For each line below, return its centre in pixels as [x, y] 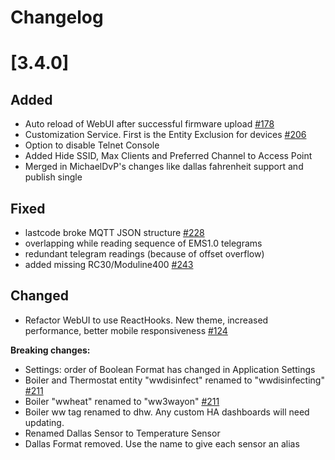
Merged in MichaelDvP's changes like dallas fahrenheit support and [164, 167]
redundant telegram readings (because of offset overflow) [144, 254]
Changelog [57, 17]
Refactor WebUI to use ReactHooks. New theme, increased [146, 320]
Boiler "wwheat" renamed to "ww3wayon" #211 [122, 401]
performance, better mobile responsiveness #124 [126, 330]
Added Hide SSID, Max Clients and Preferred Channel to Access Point [168, 156]
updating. [44, 422]
